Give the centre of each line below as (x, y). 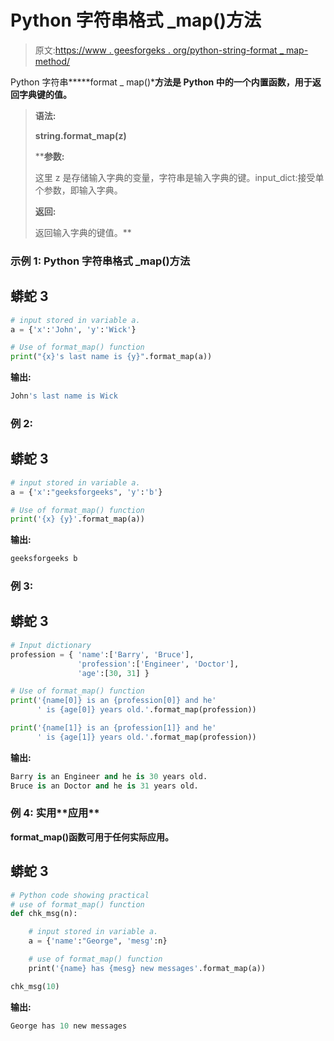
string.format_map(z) (80, 135)
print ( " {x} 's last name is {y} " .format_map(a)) (111, 357)
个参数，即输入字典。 (78, 190)
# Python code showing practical (80, 895)
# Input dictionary (51, 645)
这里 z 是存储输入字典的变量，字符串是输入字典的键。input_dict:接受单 (179, 177)
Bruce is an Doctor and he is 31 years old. (104, 786)
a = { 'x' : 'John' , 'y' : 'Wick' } (73, 329)
